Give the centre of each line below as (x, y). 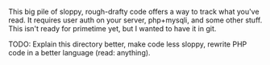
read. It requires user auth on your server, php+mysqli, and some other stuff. (135, 20)
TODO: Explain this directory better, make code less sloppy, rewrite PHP (128, 44)
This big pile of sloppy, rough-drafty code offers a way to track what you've (134, 12)
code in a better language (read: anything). (79, 53)
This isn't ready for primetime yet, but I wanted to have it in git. (112, 28)
